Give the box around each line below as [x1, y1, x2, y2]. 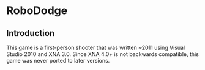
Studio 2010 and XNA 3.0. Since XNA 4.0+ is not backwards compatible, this [6, 51, 199, 58]
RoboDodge [6, 4, 68, 18]
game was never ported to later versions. [6, 57, 110, 64]
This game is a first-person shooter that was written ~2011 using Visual [6, 44, 185, 51]
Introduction [6, 28, 55, 38]
